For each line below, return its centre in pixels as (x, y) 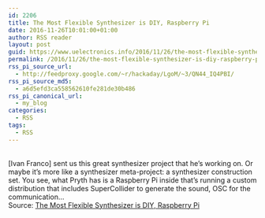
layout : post (30, 45)
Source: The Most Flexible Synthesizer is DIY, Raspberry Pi (104, 205)
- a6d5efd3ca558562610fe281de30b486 (75, 89)
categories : (28, 111)
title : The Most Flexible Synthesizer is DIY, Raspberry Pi (109, 23)
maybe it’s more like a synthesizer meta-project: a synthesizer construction (130, 172)
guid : (17, 52)
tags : (17, 125)
